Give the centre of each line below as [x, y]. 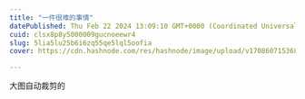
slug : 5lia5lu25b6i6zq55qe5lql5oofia [81, 43]
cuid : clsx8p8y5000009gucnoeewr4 [73, 34]
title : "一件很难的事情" [51, 18]
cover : [22, 51]
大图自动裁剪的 [37, 85]
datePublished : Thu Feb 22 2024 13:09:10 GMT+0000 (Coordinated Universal [154, 26]
